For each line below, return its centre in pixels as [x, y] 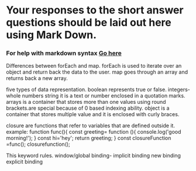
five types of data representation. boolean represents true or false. [86, 90]
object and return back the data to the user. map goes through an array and [97, 72]
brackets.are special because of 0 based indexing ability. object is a [88, 108]
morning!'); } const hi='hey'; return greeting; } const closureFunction [89, 138]
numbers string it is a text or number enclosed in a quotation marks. [104, 96]
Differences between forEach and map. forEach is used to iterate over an [94, 66]
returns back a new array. [37, 78]
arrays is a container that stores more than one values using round [86, 102]
